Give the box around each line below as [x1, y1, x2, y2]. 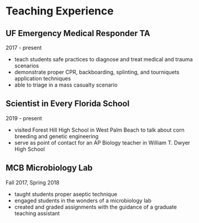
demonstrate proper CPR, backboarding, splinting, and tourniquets [14, 69, 180, 76]
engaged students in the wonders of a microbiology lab [14, 197, 152, 204]
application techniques [14, 75, 72, 82]
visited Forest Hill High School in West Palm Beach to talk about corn [14, 126, 185, 133]
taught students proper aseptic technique [14, 191, 118, 198]
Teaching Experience [5, 4, 114, 18]
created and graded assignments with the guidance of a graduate [14, 203, 177, 210]
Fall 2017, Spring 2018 [5, 179, 60, 186]
